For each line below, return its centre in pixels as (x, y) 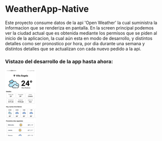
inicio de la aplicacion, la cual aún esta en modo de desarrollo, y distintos (79, 38)
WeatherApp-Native (47, 9)
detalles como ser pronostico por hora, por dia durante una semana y (75, 43)
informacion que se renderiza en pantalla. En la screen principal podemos (80, 28)
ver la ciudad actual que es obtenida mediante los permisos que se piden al (81, 33)
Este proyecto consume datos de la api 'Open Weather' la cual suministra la (81, 23)
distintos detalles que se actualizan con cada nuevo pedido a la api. (73, 49)
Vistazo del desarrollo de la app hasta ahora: (59, 61)
